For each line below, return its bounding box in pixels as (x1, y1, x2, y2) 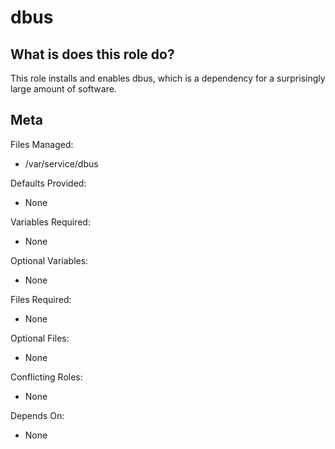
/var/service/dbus (24, 157, 99, 170)
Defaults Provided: (10, 177, 87, 189)
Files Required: (10, 293, 72, 305)
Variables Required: (10, 216, 91, 228)
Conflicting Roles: (10, 371, 83, 383)
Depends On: (10, 409, 65, 421)
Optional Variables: (10, 254, 89, 266)
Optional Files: (10, 332, 70, 344)
